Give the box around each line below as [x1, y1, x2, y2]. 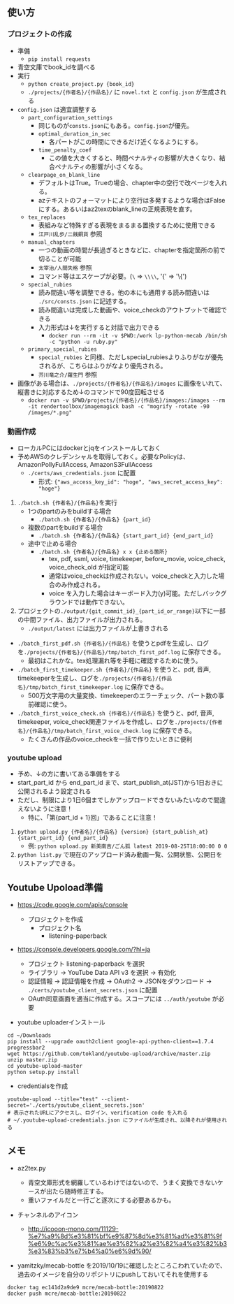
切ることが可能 [38, 254, 82, 263]
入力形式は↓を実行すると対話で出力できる [38, 323, 160, 331]
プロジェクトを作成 [27, 915, 84, 924]
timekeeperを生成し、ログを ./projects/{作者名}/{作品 [17, 674, 173, 682]
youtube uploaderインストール [17, 1018, 105, 1027]
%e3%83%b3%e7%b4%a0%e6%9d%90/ [27, 1247, 152, 1255]
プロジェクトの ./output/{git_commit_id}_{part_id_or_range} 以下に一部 [17, 607, 226, 615]
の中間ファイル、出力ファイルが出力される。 [17, 615, 147, 623]
